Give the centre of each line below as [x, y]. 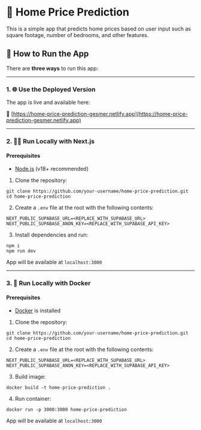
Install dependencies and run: [51, 235]
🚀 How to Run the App [48, 54]
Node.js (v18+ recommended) [51, 169]
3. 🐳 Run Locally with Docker [48, 283]
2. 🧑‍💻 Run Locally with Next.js [50, 141]
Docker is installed [38, 311]
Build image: [30, 377]
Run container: [33, 399]
